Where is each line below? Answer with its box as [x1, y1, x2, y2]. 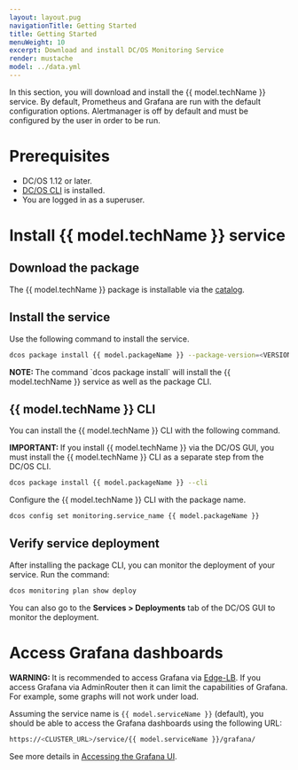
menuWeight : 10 [9, 37, 66, 47]
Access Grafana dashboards [9, 642, 223, 663]
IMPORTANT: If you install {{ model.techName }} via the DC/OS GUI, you [9, 443, 275, 453]
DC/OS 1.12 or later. [21, 175, 93, 186]
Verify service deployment [9, 536, 160, 551]
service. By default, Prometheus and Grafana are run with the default [9, 96, 262, 106]
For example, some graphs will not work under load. [9, 691, 200, 702]
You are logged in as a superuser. [21, 194, 145, 205]
